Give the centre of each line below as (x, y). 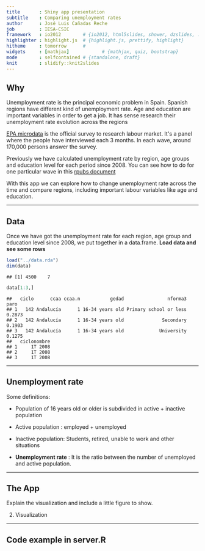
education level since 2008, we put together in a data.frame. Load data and (101, 243)
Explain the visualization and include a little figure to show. (80, 503)
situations (27, 445)
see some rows (26, 249)
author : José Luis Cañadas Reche (57, 23)
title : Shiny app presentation (56, 12)
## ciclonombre (28, 341)
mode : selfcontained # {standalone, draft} (73, 57)
